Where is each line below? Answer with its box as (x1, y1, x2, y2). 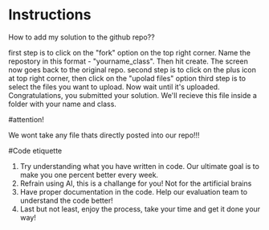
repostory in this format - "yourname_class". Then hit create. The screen (8, 56, 249, 66)
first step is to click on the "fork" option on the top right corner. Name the (8, 47, 251, 57)
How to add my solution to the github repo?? (8, 32, 155, 42)
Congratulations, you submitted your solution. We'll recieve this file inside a (8, 90, 257, 100)
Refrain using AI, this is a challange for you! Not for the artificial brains (19, 179, 252, 188)
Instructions (8, 6, 92, 24)
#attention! (8, 114, 44, 124)
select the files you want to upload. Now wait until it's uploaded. (8, 82, 220, 92)
